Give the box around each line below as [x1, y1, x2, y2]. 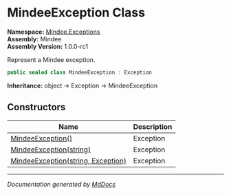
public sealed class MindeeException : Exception [7, 69, 153, 76]
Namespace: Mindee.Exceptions [7, 28, 100, 36]
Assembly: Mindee [7, 34, 62, 43]
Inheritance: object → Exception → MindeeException [7, 81, 158, 90]
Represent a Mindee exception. [7, 55, 96, 63]
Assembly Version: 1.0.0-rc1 [7, 42, 88, 50]
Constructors [7, 101, 66, 113]
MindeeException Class [7, 5, 146, 21]
